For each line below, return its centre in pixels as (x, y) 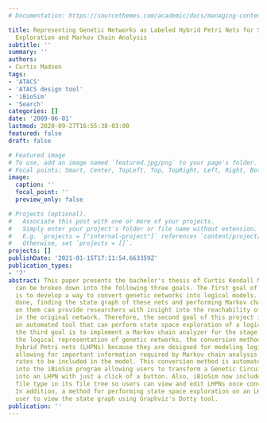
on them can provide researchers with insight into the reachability (133, 310)
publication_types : (41, 266)
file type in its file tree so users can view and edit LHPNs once (130, 384)
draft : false (30, 141)
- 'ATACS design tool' (46, 89)
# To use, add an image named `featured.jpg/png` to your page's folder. (133, 163)
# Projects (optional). (48, 214)
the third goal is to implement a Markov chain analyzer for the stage (137, 332)
